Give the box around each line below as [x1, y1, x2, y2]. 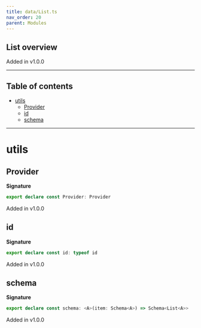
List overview [6, 42, 58, 52]
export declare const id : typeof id [6, 249, 98, 255]
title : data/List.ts [6, 8, 58, 15]
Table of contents [6, 81, 73, 91]
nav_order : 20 [6, 14, 42, 20]
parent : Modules [6, 20, 47, 26]
